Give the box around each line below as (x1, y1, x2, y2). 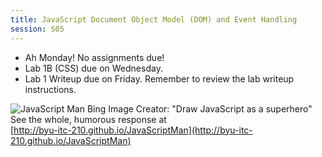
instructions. (24, 83, 77, 95)
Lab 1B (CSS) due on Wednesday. (24, 62, 163, 74)
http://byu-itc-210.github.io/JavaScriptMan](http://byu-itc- (13, 124, 253, 136)
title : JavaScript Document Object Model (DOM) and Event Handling (10, 14, 298, 25)
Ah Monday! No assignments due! (24, 51, 165, 63)
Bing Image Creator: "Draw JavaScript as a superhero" (86, 102, 313, 115)
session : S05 (10, 24, 65, 34)
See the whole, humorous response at (10, 113, 167, 125)
